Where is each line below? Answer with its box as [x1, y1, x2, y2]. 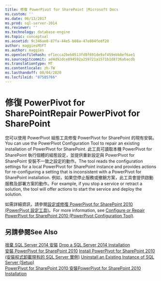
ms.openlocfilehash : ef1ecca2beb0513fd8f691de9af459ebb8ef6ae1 [5, 52, 135, 57]
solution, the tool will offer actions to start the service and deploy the [5, 186, 142, 192]
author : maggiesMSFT [5, 43, 47, 48]
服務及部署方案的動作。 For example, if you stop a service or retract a [5, 181, 143, 186]
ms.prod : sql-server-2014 [5, 20, 57, 26]
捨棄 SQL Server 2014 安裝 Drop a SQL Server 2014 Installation [5, 242, 131, 248]
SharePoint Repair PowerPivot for [5, 108, 140, 119]
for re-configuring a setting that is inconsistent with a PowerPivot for [5, 168, 142, 175]
